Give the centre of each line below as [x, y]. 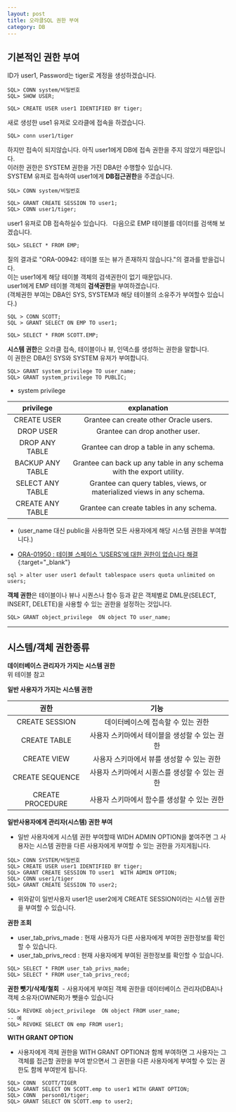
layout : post [26, 14]
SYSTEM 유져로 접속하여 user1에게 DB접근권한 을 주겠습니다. [91, 176]
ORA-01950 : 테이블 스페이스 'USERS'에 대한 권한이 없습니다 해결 [107, 554]
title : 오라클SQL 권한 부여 [43, 20]
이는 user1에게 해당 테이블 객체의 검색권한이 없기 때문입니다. [90, 277]
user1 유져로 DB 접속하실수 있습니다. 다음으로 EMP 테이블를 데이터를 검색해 [113, 223]
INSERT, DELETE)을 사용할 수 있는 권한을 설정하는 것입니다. [90, 604]
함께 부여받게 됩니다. [59, 1070]
